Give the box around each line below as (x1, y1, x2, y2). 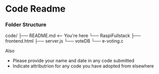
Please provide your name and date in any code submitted (12, 58, 135, 64)
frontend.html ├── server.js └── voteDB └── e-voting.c (5, 38, 124, 44)
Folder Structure (5, 21, 47, 28)
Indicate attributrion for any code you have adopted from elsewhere (12, 63, 154, 69)
